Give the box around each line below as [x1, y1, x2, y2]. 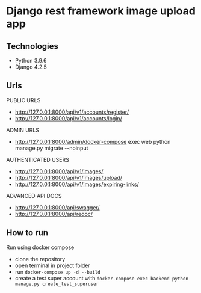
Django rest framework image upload [6, 4, 196, 18]
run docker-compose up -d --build [14, 268, 101, 275]
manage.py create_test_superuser [14, 281, 99, 287]
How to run [6, 227, 49, 238]
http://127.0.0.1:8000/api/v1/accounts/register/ [14, 108, 129, 116]
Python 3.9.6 [14, 57, 47, 64]
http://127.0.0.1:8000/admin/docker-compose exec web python [14, 138, 171, 145]
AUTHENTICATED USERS [6, 156, 69, 163]
